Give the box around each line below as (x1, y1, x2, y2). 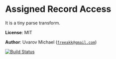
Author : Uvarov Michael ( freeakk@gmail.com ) (5, 39, 97, 45)
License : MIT (5, 29, 32, 35)
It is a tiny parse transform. (5, 20, 61, 26)
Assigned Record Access (5, 3, 112, 15)
